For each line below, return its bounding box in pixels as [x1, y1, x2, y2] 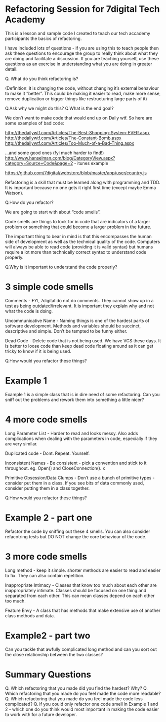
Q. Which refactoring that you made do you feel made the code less [5, 695, 143, 702]
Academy [5, 14, 45, 25]
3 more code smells [5, 551, 87, 562]
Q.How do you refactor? [5, 199, 54, 205]
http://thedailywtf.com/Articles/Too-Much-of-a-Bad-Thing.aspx [5, 140, 134, 146]
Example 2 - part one [5, 512, 92, 523]
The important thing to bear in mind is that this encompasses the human [5, 233, 152, 239]
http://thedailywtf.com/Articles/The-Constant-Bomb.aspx [5, 135, 122, 141]
